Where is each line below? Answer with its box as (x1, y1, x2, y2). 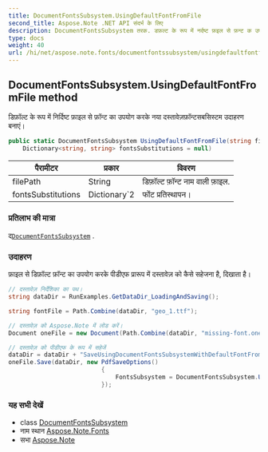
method (38, 91, 78, 105)
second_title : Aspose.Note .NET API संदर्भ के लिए (8, 19, 164, 27)
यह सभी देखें (8, 399, 44, 410)
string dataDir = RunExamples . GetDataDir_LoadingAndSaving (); (8, 293, 219, 301)
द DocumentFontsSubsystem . (8, 231, 95, 240)
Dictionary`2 (88, 188, 135, 200)
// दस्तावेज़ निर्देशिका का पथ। (8, 285, 83, 294)
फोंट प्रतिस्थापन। (142, 188, 191, 200)
